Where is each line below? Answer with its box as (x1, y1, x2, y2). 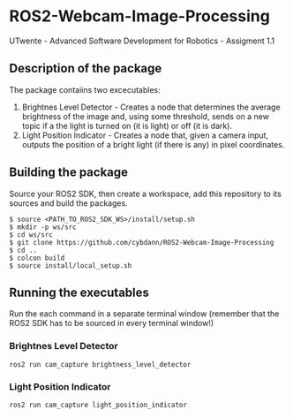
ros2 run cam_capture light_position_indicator (9, 400, 188, 409)
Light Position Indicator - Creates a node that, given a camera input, (21, 130, 269, 141)
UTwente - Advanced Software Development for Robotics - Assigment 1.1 (9, 35, 275, 46)
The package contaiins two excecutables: (9, 84, 161, 95)
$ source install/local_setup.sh (9, 261, 132, 270)
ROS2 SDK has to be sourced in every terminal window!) (9, 318, 214, 329)
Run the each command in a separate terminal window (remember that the (9, 308, 280, 319)
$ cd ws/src (9, 230, 53, 239)
